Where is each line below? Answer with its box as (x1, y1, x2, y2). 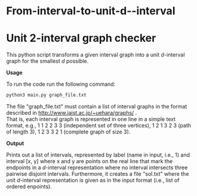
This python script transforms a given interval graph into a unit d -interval (6, 51, 185, 58)
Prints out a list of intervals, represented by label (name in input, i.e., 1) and (6, 151, 190, 158)
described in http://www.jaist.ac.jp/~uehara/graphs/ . (6, 109, 137, 116)
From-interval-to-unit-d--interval (6, 4, 176, 18)
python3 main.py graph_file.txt (6, 92, 87, 98)
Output (6, 140, 24, 147)
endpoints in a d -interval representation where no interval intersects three (6, 164, 188, 171)
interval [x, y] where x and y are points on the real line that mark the (6, 158, 173, 164)
